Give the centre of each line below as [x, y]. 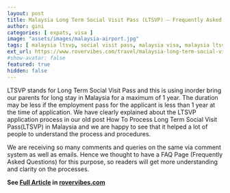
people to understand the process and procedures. [79, 133]
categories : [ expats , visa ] [50, 33]
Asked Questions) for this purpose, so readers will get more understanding [112, 162]
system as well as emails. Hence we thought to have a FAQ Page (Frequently [115, 154]
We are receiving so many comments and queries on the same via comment [114, 147]
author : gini [26, 26]
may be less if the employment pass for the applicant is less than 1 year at [111, 105]
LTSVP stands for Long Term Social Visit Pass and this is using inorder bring [114, 90]
